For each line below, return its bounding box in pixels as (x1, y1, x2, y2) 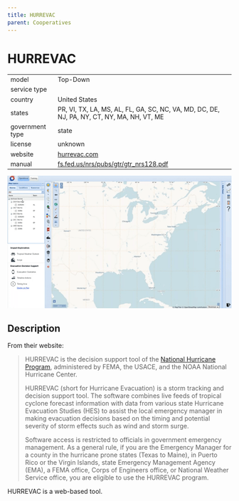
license (10, 139, 32, 149)
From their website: (7, 342, 64, 350)
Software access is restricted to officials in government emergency (24, 436, 222, 444)
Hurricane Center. (24, 370, 78, 379)
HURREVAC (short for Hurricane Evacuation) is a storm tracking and (24, 384, 224, 393)
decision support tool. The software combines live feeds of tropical (24, 391, 222, 400)
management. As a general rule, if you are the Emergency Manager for (24, 443, 232, 452)
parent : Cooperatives (7, 19, 72, 26)
